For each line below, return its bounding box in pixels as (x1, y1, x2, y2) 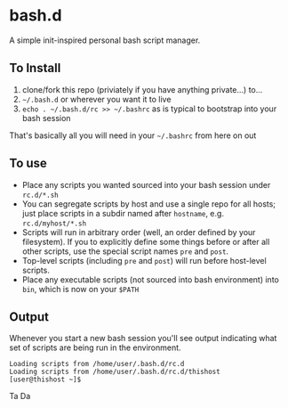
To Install (9, 61, 61, 76)
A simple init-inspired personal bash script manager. (9, 35, 201, 45)
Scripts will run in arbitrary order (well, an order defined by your (21, 226, 256, 237)
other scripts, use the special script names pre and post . (21, 246, 229, 257)
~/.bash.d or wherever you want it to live (21, 94, 172, 104)
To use (9, 156, 47, 171)
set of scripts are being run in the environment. (9, 342, 181, 353)
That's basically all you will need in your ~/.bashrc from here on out (9, 130, 257, 141)
